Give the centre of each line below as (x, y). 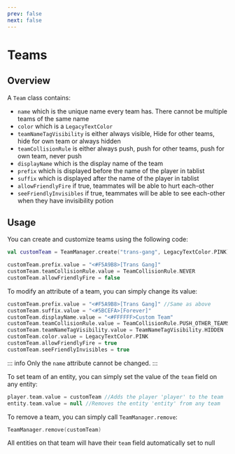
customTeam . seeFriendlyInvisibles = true (69, 350)
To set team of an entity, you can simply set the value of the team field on (112, 376)
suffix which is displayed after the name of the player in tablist (108, 178)
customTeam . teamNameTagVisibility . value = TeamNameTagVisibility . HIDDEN (115, 330)
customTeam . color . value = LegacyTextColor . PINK (78, 337)
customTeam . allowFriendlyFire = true (62, 343)
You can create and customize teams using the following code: (98, 240)
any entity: (22, 384)
